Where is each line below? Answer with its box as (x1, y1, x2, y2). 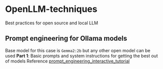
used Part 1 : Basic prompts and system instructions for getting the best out (5, 53, 158, 59)
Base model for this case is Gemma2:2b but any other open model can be (5, 47, 151, 53)
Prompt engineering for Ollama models (5, 34, 127, 43)
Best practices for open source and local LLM (5, 20, 98, 26)
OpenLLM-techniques (5, 3, 98, 15)
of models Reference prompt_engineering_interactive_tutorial (5, 58, 130, 64)
